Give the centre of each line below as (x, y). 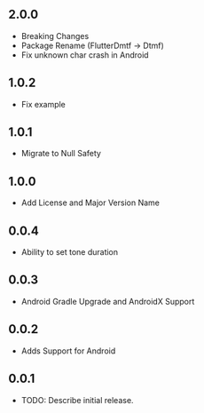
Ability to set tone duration (70, 252)
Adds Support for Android (68, 351)
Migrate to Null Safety (61, 154)
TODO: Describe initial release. (77, 400)
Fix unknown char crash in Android (85, 55)
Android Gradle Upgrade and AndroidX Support (108, 301)
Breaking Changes (55, 36)
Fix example (43, 104)
